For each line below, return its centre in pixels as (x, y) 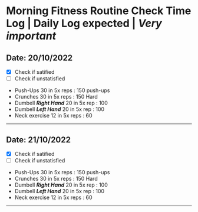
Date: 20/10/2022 (39, 58)
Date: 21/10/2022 (38, 140)
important (31, 36)
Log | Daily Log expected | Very (84, 23)
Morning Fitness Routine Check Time (99, 11)
